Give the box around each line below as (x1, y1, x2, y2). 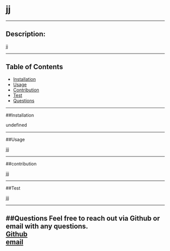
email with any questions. (6, 222, 88, 230)
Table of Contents (6, 63, 64, 71)
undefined (6, 122, 27, 128)
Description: (6, 30, 46, 38)
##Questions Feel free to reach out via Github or (6, 214, 160, 223)
